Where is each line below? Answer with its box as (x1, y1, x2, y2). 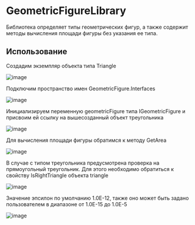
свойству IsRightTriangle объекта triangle (6, 172, 109, 179)
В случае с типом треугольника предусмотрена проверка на (6, 159, 160, 166)
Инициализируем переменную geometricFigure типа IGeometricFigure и (6, 107, 186, 115)
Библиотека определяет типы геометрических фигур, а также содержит (6, 23, 189, 30)
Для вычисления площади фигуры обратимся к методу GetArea (6, 137, 167, 144)
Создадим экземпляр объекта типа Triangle (6, 62, 116, 69)
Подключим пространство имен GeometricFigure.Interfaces (6, 85, 156, 92)
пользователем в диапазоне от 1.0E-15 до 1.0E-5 (6, 200, 127, 207)
